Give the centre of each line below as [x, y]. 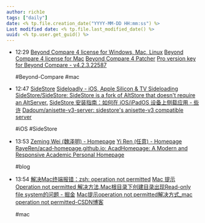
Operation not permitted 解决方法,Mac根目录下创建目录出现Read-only [103, 187]
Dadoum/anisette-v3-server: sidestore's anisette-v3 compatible [103, 110]
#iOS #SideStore [36, 129]
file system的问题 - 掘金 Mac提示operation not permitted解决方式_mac [104, 195]
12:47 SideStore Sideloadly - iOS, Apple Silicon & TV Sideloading [97, 89]
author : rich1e [26, 12]
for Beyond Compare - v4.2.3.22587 [61, 65]
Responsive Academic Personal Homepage [69, 155]
